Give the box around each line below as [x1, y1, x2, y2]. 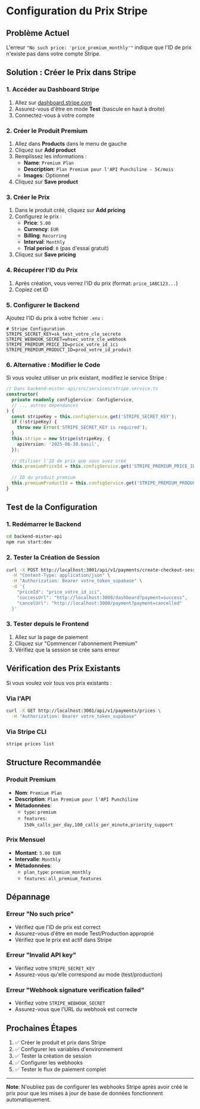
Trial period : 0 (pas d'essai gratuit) [23, 245, 109, 252]
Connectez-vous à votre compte [14, 112, 95, 119]
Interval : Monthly [23, 238, 65, 245]
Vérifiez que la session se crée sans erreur [14, 646, 120, 653]
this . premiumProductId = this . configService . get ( [11, 480, 137, 486]
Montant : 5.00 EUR [14, 849, 61, 856]
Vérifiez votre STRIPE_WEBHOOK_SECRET [14, 999, 105, 1007]
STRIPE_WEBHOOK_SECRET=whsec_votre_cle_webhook [6, 336, 127, 342]
